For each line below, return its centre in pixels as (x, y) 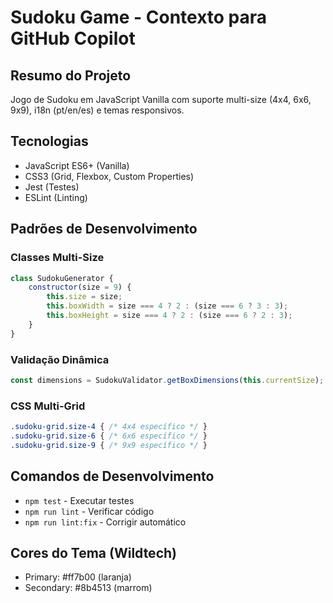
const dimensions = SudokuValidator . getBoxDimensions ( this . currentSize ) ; (167, 380)
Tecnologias (49, 141)
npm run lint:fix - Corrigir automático (105, 522)
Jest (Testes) (52, 187)
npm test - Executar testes (79, 500)
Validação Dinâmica (60, 359)
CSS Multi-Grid (48, 406)
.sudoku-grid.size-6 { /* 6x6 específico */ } (109, 436)
